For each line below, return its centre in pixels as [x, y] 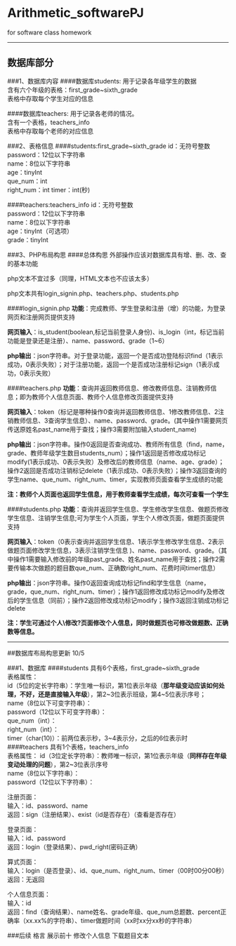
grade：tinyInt [28, 239]
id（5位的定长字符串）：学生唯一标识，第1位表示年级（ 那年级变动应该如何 [113, 685]
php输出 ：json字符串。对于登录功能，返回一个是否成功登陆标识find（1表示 [115, 355]
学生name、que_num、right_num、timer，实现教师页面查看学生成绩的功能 [115, 479]
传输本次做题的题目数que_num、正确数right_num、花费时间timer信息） [116, 568]
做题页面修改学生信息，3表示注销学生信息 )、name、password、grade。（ [114, 550]
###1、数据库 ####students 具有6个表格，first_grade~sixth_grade [104, 667]
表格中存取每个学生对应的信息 [50, 98]
